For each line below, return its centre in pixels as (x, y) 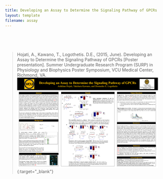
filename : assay (21, 20)
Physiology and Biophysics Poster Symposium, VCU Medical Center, (85, 70)
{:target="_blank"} (35, 172)
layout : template (23, 15)
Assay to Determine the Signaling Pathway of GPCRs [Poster (77, 60)
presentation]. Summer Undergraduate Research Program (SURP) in (85, 65)
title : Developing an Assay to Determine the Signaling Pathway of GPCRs (81, 10)
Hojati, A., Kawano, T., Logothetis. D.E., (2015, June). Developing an (84, 55)
